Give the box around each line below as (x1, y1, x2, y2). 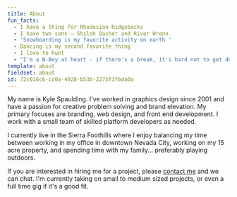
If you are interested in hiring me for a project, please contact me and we (7, 167, 219, 176)
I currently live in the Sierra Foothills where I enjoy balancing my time (7, 131, 207, 139)
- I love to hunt (13, 50, 65, 57)
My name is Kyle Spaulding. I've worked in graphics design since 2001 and (7, 95, 224, 103)
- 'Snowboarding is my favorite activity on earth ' (13, 37, 172, 44)
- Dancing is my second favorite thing (13, 43, 131, 50)
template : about (7, 63, 55, 70)
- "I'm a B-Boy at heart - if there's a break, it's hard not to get (13, 56, 222, 63)
